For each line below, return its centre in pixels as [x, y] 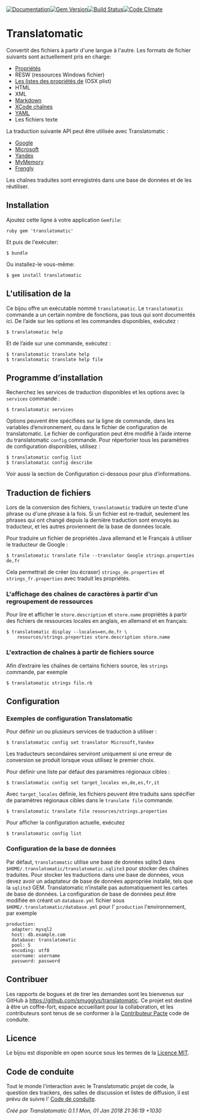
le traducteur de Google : [37, 545]
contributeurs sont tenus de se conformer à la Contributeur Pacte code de [98, 1013]
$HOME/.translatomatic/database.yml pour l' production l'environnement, [96, 906]
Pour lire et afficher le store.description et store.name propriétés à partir [97, 614]
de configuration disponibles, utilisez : [53, 447]
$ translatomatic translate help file [55, 359]
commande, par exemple [37, 672]
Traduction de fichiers [49, 493]
